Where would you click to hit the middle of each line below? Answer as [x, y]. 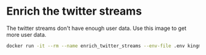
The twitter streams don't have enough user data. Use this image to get [97, 28]
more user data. [26, 34]
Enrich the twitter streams [74, 11]
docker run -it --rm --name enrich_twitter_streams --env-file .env [96, 46]
